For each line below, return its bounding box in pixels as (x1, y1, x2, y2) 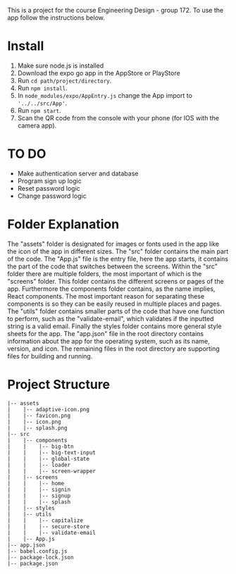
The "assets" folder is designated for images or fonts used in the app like (7, 239, 220, 248)
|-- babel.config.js (7, 547, 68, 555)
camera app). (17, 121, 57, 130)
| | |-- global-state (7, 455, 90, 462)
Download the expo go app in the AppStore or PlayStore (17, 68, 181, 77)
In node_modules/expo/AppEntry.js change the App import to (17, 91, 192, 99)
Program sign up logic (17, 176, 82, 185)
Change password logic (17, 192, 87, 200)
